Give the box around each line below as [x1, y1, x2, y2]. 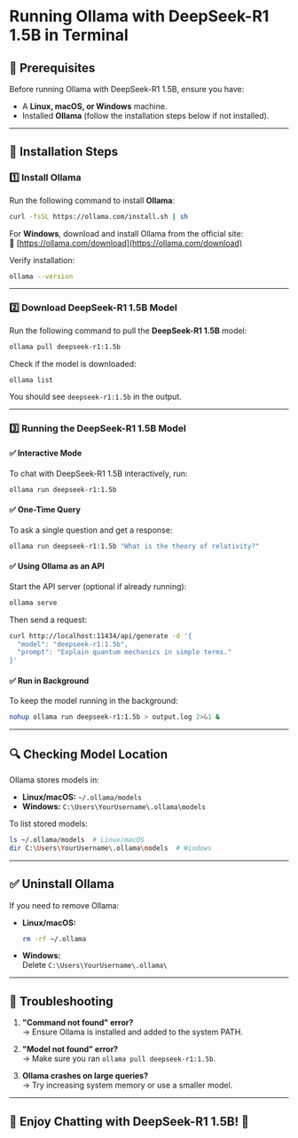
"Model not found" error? [21, 1044, 118, 1055]
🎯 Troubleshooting [9, 994, 114, 1009]
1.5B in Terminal [9, 25, 129, 45]
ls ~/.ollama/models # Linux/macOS [9, 836, 145, 845]
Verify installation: [9, 254, 75, 265]
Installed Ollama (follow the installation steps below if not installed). [21, 111, 270, 121]
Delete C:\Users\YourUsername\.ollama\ [21, 960, 168, 970]
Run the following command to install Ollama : [9, 195, 176, 206]
